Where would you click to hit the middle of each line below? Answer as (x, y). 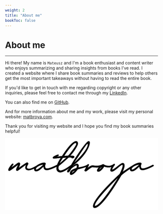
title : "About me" (24, 15)
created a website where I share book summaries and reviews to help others (81, 73)
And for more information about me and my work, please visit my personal (79, 112)
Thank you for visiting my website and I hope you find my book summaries (80, 126)
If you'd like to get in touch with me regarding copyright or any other (73, 88)
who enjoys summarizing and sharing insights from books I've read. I (74, 68)
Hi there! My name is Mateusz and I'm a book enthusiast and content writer (79, 63)
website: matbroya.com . (29, 117)
